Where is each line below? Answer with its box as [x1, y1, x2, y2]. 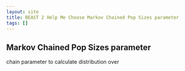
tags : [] [6, 20, 28, 26]
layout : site [6, 8, 39, 15]
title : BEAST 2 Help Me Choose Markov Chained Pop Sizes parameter [6, 14, 180, 20]
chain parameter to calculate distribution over [6, 58, 119, 66]
